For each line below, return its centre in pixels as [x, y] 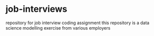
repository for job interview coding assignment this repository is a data [77, 23]
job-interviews [37, 9]
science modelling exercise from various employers [58, 28]
